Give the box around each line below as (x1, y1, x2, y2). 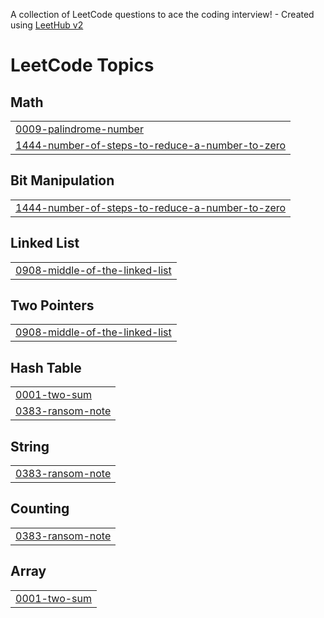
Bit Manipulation (10, 172, 115, 189)
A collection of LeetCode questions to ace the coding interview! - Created (10, 9, 315, 20)
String (10, 438, 50, 455)
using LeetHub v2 (10, 19, 84, 31)
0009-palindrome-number (15, 122, 144, 136)
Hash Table (10, 359, 82, 376)
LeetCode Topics (10, 54, 155, 77)
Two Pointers (10, 297, 95, 314)
